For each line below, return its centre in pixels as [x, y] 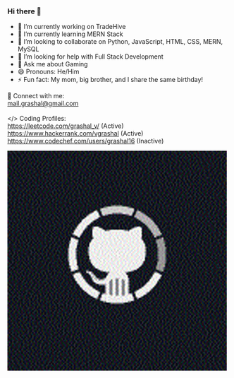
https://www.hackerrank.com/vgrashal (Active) [75, 134]
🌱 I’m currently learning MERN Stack [70, 34]
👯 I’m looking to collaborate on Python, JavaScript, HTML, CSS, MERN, [120, 42]
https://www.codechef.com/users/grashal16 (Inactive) [86, 141]
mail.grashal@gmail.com [43, 104]
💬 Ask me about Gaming [53, 64]
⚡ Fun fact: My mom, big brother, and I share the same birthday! [110, 80]
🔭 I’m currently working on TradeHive [72, 27]
